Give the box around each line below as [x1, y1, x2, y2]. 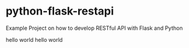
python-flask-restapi [5, 4, 114, 18]
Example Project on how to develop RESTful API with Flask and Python [5, 24, 184, 32]
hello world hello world [5, 36, 63, 43]
